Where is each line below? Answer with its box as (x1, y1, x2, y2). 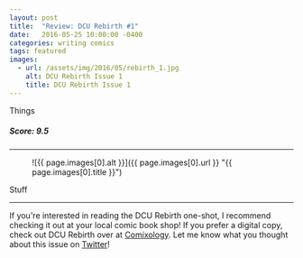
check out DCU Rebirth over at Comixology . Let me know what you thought (9, 229, 289, 240)
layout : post (9, 13, 59, 23)
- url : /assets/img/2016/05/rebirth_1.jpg (17, 64, 179, 73)
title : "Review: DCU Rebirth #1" (9, 22, 140, 31)
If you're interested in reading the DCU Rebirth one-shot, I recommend (9, 209, 271, 221)
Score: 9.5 (9, 125, 50, 136)
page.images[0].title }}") (32, 166, 123, 177)
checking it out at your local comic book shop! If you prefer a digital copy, (9, 219, 283, 230)
